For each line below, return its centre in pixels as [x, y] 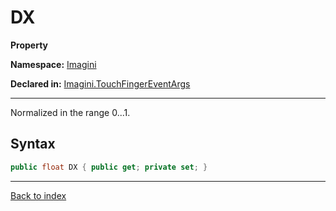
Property [29, 45]
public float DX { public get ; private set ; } [109, 167]
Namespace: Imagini [53, 64]
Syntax [33, 144]
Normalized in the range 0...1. [70, 112]
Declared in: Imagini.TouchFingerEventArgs [100, 83]
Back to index [38, 195]
